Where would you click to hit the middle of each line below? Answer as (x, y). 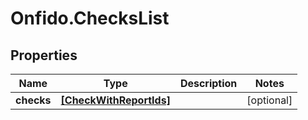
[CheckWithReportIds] (115, 100)
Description (208, 83)
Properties (44, 55)
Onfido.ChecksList (90, 18)
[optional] (269, 100)
